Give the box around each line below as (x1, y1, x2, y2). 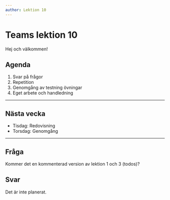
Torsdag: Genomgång (12, 128, 58, 134)
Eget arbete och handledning (12, 90, 73, 96)
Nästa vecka (5, 109, 46, 118)
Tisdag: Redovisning (12, 123, 56, 129)
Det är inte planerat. (5, 189, 47, 195)
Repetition (12, 79, 34, 85)
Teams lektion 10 (5, 29, 78, 40)
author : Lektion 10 (5, 7, 47, 13)
